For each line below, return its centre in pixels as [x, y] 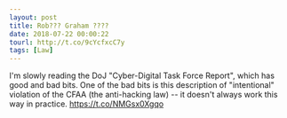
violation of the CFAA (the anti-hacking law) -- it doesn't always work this [143, 95]
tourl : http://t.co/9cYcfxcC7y [67, 42]
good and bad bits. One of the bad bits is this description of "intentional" [142, 85]
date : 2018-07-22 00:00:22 [59, 34]
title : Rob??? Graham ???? [59, 26]
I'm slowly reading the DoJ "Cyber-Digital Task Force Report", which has [142, 75]
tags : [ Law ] [31, 51]
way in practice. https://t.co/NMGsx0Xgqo [87, 104]
